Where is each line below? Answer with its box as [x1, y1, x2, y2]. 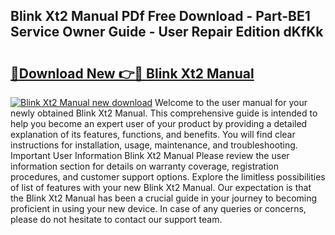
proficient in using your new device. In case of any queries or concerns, [10, 203, 307, 214]
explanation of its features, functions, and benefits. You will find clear [10, 129, 296, 140]
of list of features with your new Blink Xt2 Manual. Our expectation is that [10, 182, 312, 193]
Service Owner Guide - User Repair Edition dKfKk [10, 24, 324, 41]
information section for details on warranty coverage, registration [10, 160, 279, 172]
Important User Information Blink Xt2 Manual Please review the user [10, 150, 290, 161]
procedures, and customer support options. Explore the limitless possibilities [10, 171, 326, 183]
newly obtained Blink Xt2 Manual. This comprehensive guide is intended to [10, 107, 318, 119]
